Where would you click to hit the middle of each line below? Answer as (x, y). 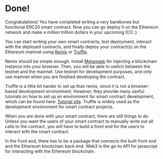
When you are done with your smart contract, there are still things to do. (77, 116)
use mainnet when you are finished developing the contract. (65, 77)
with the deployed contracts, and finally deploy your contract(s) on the (76, 47)
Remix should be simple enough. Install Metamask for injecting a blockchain (81, 61)
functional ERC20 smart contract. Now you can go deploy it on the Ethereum (82, 27)
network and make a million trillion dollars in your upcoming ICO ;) (71, 32)
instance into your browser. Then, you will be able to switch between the (78, 66)
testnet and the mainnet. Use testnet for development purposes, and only (79, 71)
